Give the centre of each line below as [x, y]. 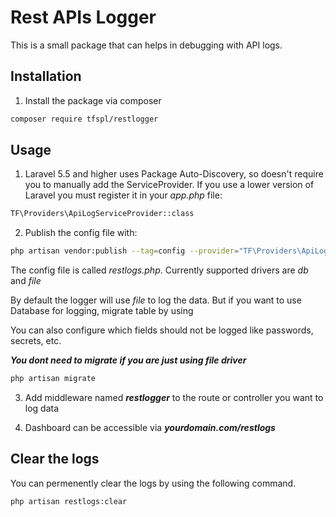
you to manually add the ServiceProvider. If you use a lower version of [169, 185]
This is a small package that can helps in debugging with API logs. [146, 45]
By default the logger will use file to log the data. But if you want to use [156, 300]
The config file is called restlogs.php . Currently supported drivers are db [159, 270]
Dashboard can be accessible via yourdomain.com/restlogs [150, 428]
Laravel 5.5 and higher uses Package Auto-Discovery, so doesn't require [174, 174]
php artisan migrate [53, 379]
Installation [46, 76]
